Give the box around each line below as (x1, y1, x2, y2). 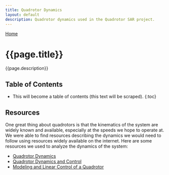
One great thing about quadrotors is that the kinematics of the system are (5, 121, 158, 127)
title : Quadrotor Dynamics (5, 7, 62, 13)
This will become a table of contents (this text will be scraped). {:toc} (12, 93, 157, 99)
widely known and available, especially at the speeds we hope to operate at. (5, 127, 164, 133)
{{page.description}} (5, 65, 49, 72)
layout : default (5, 12, 39, 17)
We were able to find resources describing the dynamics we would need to (5, 132, 161, 138)
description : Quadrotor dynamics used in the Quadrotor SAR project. (5, 17, 155, 22)
